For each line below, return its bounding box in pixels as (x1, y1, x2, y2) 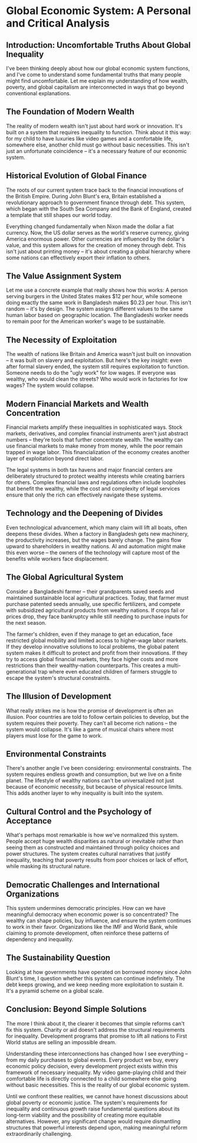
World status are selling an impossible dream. (6, 1038, 116, 1045)
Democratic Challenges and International (6, 879, 160, 889)
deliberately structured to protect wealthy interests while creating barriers (6, 472, 185, 480)
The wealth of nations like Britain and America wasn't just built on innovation (6, 351, 192, 358)
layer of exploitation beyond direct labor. (6, 455, 104, 462)
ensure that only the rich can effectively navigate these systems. (6, 491, 163, 498)
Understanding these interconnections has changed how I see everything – (6, 1050, 188, 1057)
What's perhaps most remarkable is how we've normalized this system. (6, 831, 179, 839)
